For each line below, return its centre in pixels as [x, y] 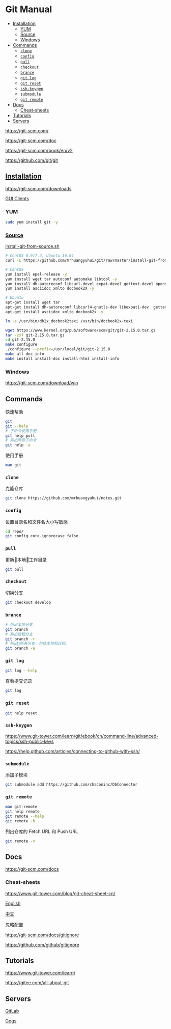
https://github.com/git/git [32, 160]
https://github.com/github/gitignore [42, 944]
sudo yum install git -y [32, 223]
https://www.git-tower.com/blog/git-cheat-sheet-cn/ [60, 893]
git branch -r [20, 639]
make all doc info [25, 354]
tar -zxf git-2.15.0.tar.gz [35, 335]
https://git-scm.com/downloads [38, 188]
